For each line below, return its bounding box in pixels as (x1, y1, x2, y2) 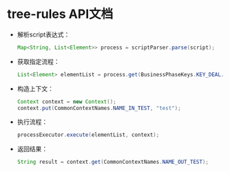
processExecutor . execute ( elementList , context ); (17, 131, 160, 138)
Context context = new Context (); (17, 98, 116, 105)
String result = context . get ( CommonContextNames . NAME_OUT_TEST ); (17, 159, 209, 166)
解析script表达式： (17, 30, 70, 39)
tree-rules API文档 (7, 6, 114, 22)
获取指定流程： (17, 57, 60, 65)
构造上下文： (17, 84, 54, 93)
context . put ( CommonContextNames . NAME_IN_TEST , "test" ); (17, 105, 181, 111)
